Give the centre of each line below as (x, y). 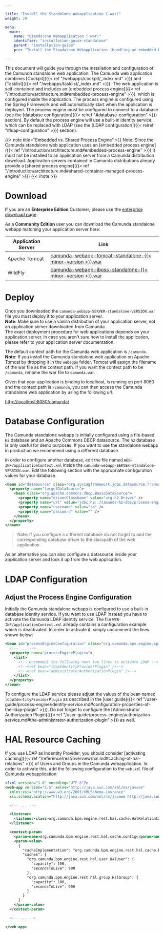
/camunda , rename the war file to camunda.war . (51, 372)
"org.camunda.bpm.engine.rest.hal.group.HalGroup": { (82, 877)
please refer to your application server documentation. (60, 342)
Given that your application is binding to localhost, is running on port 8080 (80, 382)
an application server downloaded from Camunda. (56, 326)
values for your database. (31, 475)
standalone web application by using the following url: (59, 392)
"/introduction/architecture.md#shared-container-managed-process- (75, 171)
